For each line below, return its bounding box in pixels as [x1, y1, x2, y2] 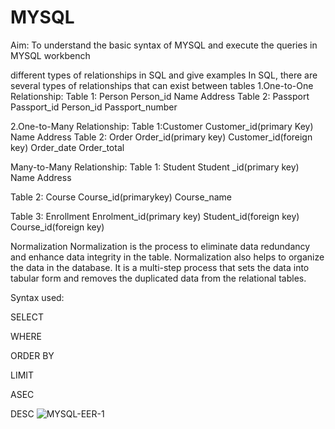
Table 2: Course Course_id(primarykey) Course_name [10, 191, 232, 203]
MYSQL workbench [10, 49, 91, 61]
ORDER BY [10, 349, 55, 361]
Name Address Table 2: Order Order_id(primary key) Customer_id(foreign [10, 131, 313, 143]
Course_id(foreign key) [10, 221, 105, 233]
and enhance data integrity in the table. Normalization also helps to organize [10, 251, 325, 263]
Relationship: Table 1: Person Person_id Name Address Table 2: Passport [10, 90, 310, 102]
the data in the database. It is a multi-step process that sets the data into [10, 261, 310, 273]
